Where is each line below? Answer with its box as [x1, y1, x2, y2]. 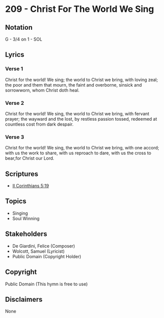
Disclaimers [5, 295, 43, 304]
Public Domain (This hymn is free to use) [5, 281, 88, 287]
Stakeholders [5, 230, 47, 238]
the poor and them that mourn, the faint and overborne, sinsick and [5, 82, 142, 88]
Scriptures [5, 170, 39, 178]
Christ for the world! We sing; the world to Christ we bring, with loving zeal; [5, 77, 158, 83]
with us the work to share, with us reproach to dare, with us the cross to [5, 150, 152, 156]
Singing [12, 210, 28, 216]
